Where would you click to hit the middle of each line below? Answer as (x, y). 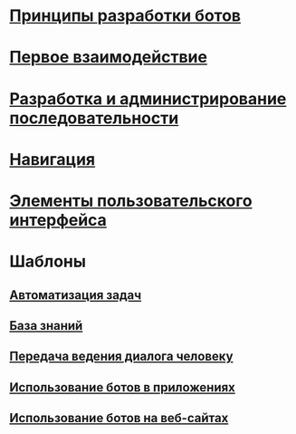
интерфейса (58, 220)
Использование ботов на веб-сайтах (119, 418)
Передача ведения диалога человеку (121, 357)
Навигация (53, 159)
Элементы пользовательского (131, 201)
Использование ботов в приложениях (122, 387)
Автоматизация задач (76, 295)
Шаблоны (48, 261)
